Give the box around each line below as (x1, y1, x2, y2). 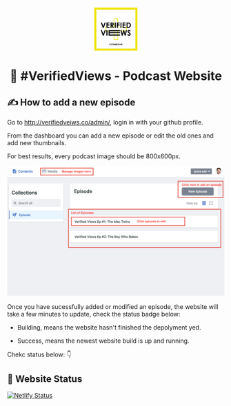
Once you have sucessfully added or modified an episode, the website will (7, 303, 219, 311)
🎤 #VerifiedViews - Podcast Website (9, 68, 223, 84)
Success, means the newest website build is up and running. (17, 336, 190, 345)
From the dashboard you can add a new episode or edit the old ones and (7, 131, 214, 140)
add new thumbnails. (7, 139, 67, 147)
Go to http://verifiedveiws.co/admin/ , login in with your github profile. (7, 118, 203, 126)
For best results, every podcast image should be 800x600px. (7, 152, 181, 160)
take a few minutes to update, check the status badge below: (7, 310, 181, 319)
